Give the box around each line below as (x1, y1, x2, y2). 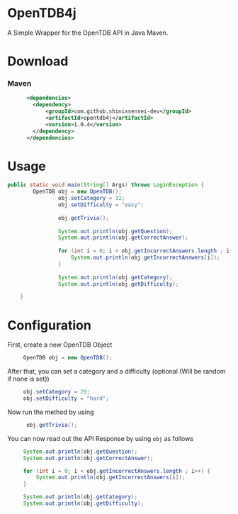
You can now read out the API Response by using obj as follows (7, 434, 193, 442)
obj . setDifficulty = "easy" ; (57, 201, 144, 208)
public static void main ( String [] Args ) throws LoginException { (7, 181, 204, 189)
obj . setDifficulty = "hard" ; (23, 395, 110, 402)
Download (7, 53, 69, 69)
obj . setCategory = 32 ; (57, 195, 125, 202)
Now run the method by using (7, 408, 94, 416)
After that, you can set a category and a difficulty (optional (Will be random (7, 367, 226, 376)
